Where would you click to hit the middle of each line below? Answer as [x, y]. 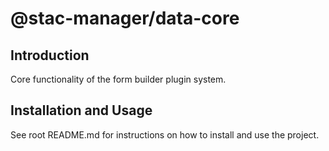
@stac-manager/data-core [125, 18]
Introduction [50, 55]
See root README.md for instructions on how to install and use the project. [165, 134]
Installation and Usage [81, 110]
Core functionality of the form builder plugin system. [118, 79]
